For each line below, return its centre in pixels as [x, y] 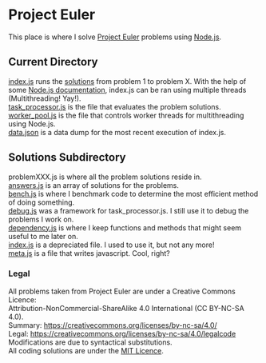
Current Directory [53, 62]
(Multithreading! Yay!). [45, 98]
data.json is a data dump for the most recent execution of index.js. [117, 132]
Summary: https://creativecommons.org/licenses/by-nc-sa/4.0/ [113, 325]
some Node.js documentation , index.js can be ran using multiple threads [127, 90]
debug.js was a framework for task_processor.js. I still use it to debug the [129, 210]
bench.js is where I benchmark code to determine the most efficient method [133, 193]
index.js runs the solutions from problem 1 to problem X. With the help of [127, 81]
